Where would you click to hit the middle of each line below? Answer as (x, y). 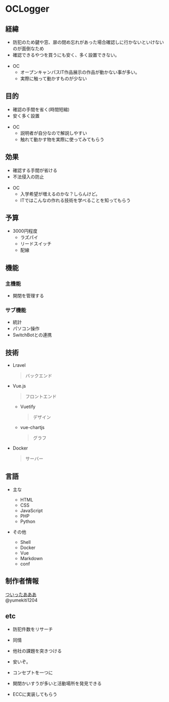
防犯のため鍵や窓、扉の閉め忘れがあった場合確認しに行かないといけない (88, 42)
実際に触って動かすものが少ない (54, 79)
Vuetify (28, 407)
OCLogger (27, 9)
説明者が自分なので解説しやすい (54, 133)
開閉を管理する (28, 296)
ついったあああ (21, 594)
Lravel (19, 365)
